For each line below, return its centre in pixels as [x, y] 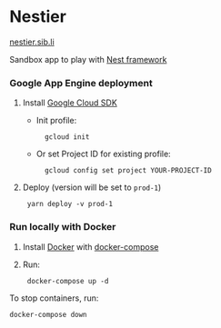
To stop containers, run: [54, 298]
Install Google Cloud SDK [70, 103]
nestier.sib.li [32, 42]
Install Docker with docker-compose [90, 246]
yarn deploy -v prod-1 [70, 204]
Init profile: [56, 121]
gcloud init [67, 137]
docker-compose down [49, 314]
